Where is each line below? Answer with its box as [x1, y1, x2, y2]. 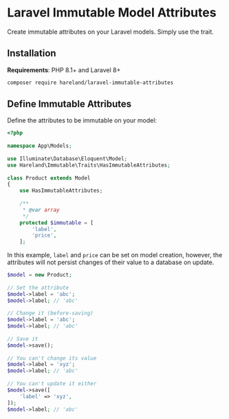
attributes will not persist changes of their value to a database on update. [7, 258, 215, 266]
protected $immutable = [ [19, 219, 94, 226]
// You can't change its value [7, 354, 97, 362]
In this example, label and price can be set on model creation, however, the [7, 251, 223, 259]
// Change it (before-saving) [7, 310, 94, 317]
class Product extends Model [7, 174, 91, 182]
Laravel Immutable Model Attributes [7, 5, 217, 21]
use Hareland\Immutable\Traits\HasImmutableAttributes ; [7, 162, 171, 169]
